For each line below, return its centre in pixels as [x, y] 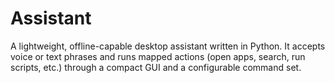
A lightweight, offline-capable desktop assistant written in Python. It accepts [168, 46]
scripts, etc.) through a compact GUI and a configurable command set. [156, 67]
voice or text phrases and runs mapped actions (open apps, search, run [158, 56]
